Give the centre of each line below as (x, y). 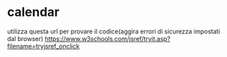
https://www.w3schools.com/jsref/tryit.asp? (108, 38)
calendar (34, 12)
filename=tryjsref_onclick (43, 46)
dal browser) (25, 38)
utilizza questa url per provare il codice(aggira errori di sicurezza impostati (114, 31)
